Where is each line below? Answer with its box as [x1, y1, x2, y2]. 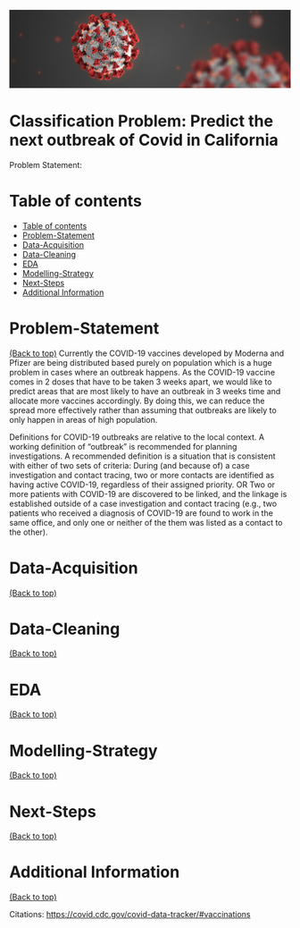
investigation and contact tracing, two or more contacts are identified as [9, 469, 275, 480]
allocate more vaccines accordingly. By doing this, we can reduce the [9, 395, 265, 406]
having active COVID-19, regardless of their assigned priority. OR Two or [9, 479, 275, 490]
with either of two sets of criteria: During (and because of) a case [9, 460, 250, 470]
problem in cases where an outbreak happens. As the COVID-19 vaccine [9, 367, 275, 377]
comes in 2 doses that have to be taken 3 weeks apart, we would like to [9, 376, 272, 387]
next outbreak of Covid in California [9, 130, 279, 150]
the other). [9, 527, 48, 537]
